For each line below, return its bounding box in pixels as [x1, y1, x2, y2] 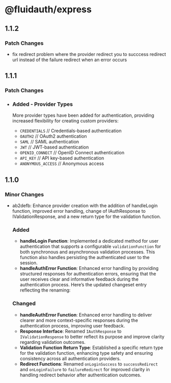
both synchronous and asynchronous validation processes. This [19, 249, 155, 255]
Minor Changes [5, 191, 44, 198]
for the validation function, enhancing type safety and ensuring [19, 350, 153, 356]
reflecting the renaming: [19, 287, 71, 294]
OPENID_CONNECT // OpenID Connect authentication [19, 150, 125, 156]
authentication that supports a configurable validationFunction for [19, 243, 161, 250]
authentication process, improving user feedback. [19, 322, 125, 329]
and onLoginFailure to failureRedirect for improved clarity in [19, 366, 150, 372]
